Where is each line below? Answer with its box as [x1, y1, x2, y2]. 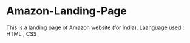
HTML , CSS [6, 30, 38, 37]
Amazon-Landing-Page [6, 4, 127, 18]
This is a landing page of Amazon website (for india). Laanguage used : [6, 24, 185, 31]
